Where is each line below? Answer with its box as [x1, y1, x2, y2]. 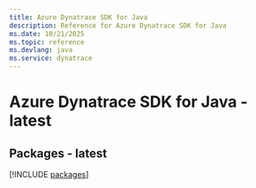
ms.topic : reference [9, 37, 86, 47]
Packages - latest [9, 146, 108, 161]
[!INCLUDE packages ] [9, 169, 89, 179]
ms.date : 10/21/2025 [9, 29, 86, 38]
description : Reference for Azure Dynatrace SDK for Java [9, 21, 227, 30]
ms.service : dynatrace [9, 54, 93, 63]
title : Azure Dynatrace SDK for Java [9, 12, 148, 22]
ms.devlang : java [9, 46, 73, 55]
